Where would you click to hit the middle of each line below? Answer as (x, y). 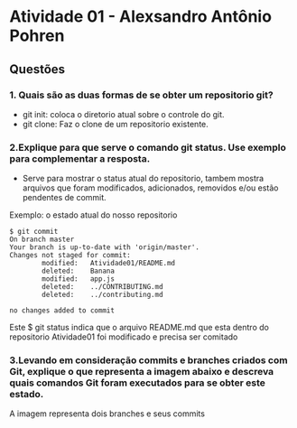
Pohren (37, 36)
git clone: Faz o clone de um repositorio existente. (116, 124)
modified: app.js (79, 279)
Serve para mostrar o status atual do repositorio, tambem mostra (143, 179)
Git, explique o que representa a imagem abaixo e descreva (142, 372)
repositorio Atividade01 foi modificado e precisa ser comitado (124, 337)
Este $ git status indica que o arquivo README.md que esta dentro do (139, 328)
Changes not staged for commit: (70, 256)
